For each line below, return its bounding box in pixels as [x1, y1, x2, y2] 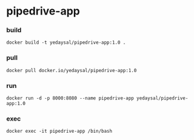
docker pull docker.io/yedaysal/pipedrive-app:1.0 [6, 67, 137, 73]
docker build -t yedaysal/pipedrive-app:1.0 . [6, 39, 126, 46]
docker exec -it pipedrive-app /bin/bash [6, 128, 113, 135]
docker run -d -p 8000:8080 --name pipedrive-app [6, 95, 135, 101]
